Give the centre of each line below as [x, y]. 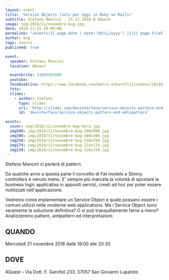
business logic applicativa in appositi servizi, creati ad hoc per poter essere [83, 185]
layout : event [20, 10]
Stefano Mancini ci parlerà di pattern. [44, 164]
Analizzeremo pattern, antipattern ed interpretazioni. [60, 216]
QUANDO [20, 232]
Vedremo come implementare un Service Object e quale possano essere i [81, 200]
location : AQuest [28, 66]
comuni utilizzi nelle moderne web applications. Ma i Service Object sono [81, 205]
